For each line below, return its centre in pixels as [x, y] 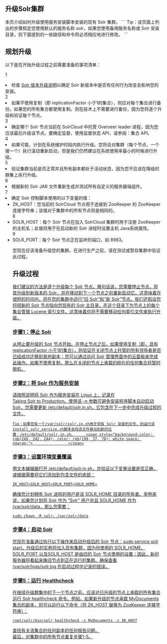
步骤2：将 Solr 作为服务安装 [46, 383]
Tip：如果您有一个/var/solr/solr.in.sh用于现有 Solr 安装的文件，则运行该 [83, 424]
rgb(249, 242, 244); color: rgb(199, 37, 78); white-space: [76, 439]
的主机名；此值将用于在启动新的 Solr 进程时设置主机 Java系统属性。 [82, 228]
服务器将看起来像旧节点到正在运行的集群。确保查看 [65, 560]
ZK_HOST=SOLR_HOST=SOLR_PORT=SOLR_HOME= [55, 484]
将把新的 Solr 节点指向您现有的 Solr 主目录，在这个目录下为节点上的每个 [86, 306]
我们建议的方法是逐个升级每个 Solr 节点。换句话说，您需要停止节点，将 [85, 287]
